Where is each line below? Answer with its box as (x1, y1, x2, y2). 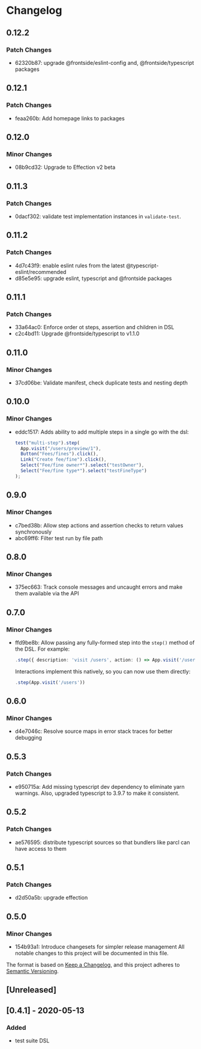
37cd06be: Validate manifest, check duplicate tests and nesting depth (14, 379, 188, 386)
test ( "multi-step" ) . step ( (14, 440, 80, 446)
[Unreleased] (6, 985, 57, 995)
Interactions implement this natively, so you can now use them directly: (14, 667, 191, 675)
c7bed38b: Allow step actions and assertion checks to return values (14, 521, 184, 529)
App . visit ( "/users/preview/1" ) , (20, 445, 101, 451)
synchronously (14, 528, 52, 535)
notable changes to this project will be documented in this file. (14, 950, 169, 957)
